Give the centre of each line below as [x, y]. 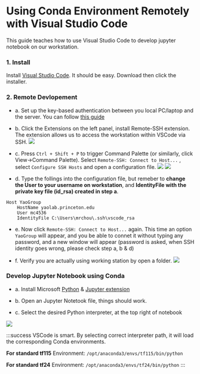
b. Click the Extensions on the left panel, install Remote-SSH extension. [102, 128]
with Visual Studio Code [67, 24]
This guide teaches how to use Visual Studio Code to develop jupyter [91, 40]
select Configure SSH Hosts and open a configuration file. [85, 167]
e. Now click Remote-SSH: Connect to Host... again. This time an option [103, 229]
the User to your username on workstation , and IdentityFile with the [101, 185]
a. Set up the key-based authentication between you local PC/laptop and [104, 110]
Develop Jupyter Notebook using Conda [66, 276]
